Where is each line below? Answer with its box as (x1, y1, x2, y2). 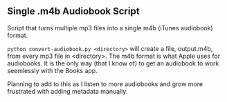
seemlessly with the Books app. (7, 66, 98, 74)
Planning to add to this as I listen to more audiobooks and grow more (7, 79, 203, 88)
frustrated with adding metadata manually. (7, 87, 128, 95)
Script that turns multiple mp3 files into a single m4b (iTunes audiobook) (7, 23, 213, 32)
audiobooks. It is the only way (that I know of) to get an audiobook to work (7, 59, 219, 68)
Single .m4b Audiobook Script (7, 6, 140, 17)
